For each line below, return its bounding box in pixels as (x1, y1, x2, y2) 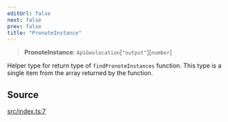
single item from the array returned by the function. (7, 69, 153, 77)
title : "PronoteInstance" (7, 29, 82, 37)
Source (7, 89, 39, 101)
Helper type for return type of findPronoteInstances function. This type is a (7, 61, 222, 70)
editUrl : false (7, 10, 51, 17)
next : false (7, 17, 41, 23)
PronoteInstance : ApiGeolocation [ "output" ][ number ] (23, 48, 173, 57)
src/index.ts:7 (7, 108, 46, 116)
